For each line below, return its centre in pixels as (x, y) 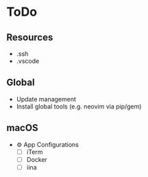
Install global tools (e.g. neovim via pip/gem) (79, 106)
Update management (46, 99)
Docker (37, 159)
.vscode (28, 61)
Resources (30, 37)
